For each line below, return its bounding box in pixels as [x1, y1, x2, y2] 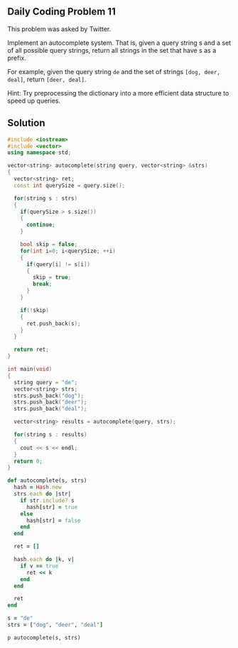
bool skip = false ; [20, 241, 78, 248]
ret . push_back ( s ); [26, 320, 81, 327]
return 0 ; [13, 458, 43, 465]
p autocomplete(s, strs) [7, 634, 81, 641]
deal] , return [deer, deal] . [7, 75, 87, 83]
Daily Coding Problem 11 [7, 6, 116, 18]
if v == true [20, 562, 59, 570]
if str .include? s [20, 497, 75, 504]
